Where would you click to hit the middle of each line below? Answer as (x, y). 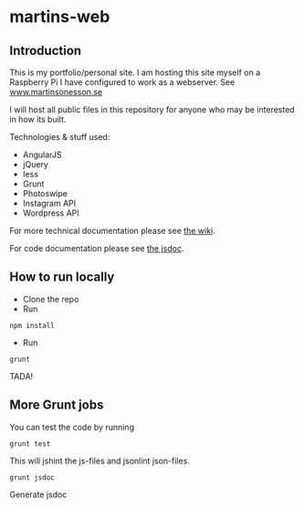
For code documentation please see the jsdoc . (97, 248)
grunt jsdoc (32, 477)
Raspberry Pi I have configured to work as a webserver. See (122, 82)
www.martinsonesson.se (56, 92)
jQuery (35, 164)
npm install (32, 325)
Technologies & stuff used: (60, 137)
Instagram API (49, 203)
